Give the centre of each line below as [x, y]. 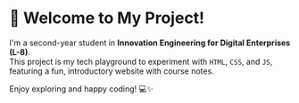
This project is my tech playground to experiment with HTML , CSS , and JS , [141, 61]
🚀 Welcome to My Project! [107, 18]
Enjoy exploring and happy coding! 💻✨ [81, 89]
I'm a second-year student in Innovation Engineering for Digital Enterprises [150, 43]
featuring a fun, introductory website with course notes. [112, 71]
